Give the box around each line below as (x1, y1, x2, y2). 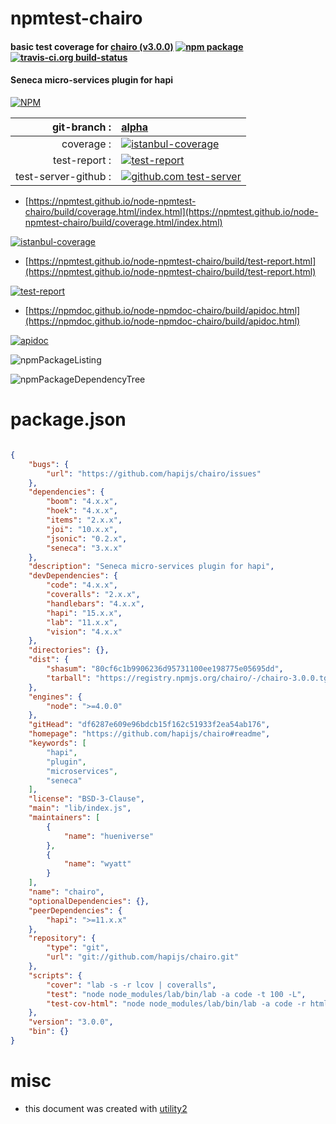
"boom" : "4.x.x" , (46, 497, 118, 507)
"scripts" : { (28, 970, 83, 981)
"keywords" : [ (28, 738, 87, 749)
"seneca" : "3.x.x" (46, 543, 123, 553)
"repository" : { (28, 933, 97, 944)
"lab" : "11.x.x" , (46, 617, 118, 627)
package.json (10, 408, 127, 431)
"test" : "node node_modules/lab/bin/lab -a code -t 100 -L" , (46, 989, 307, 999)
